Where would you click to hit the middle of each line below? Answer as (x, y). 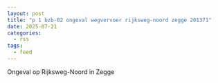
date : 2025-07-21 (32, 26)
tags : (15, 46)
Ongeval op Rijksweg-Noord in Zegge (61, 72)
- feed (23, 53)
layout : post (26, 13)
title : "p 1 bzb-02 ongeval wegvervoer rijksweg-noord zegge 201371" (110, 20)
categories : (24, 33)
